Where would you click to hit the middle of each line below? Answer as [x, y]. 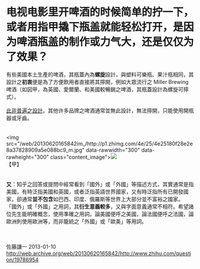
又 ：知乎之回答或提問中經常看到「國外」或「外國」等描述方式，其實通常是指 [100, 184]
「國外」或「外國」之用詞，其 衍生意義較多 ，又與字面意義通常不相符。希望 [97, 207]
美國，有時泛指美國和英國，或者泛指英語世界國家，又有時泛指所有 [87, 192]
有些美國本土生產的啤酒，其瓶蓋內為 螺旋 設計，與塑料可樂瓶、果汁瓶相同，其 [100, 74]
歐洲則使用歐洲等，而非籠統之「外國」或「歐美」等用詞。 [76, 221]
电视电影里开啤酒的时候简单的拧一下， [100, 12]
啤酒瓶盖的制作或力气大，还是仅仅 [100, 42]
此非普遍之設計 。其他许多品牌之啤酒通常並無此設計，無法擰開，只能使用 [95, 110]
